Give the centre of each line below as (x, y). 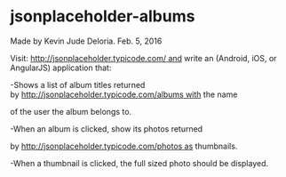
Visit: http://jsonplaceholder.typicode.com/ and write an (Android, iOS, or (143, 58)
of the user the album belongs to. (71, 111)
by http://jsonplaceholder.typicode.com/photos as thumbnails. (124, 146)
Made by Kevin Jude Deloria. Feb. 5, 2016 (86, 41)
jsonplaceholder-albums (103, 16)
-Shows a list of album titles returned (78, 84)
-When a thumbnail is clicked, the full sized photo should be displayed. (139, 163)
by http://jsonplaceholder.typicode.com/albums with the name (124, 94)
